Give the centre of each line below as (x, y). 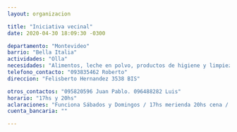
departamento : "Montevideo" (49, 46)
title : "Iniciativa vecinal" (50, 26)
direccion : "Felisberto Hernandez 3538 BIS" (74, 78)
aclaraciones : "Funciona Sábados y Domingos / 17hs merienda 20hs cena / (118, 104)
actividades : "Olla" (38, 59)
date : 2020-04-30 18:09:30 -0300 (56, 33)
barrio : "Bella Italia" (42, 53)
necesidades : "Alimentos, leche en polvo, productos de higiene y (107, 66)
